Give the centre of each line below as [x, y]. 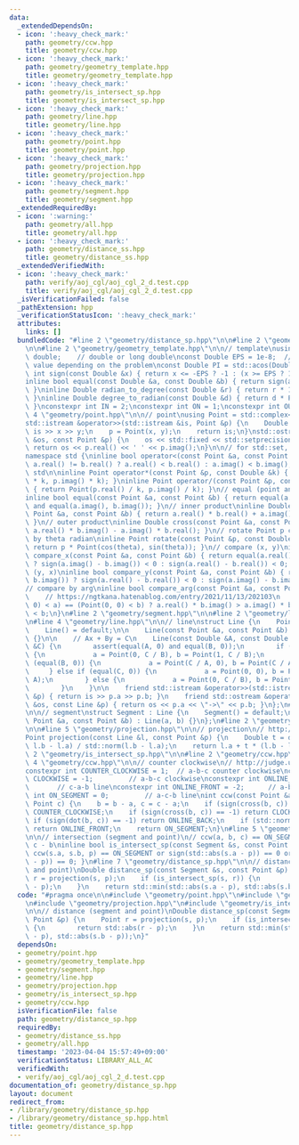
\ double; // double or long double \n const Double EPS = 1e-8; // [159, 357]
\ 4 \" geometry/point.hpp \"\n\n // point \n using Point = [131, 415]
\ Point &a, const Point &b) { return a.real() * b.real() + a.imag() [159, 514]
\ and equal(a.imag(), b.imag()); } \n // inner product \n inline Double [159, 506]
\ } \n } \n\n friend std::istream [113, 688]
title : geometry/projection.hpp [85, 175]
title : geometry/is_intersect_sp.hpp [95, 100]
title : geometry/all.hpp [71, 232]
